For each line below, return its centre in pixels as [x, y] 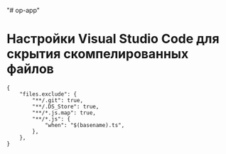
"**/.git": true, [58, 100]
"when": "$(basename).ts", [85, 125]
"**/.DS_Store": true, [66, 106]
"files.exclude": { [48, 94]
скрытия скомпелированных [98, 54]
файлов [30, 69]
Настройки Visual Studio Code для [113, 39]
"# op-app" [23, 10]
